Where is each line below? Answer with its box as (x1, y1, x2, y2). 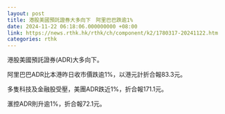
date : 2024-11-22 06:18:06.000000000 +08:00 (7, 23, 138, 30)
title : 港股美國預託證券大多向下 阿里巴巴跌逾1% (7, 17, 134, 23)
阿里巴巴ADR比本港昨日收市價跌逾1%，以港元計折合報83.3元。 (7, 70, 187, 79)
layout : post (7, 10, 45, 17)
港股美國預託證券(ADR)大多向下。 (7, 56, 103, 64)
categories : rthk (7, 36, 57, 43)
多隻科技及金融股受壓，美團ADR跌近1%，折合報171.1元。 (7, 85, 168, 93)
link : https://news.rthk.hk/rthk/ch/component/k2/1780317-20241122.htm (7, 29, 218, 37)
